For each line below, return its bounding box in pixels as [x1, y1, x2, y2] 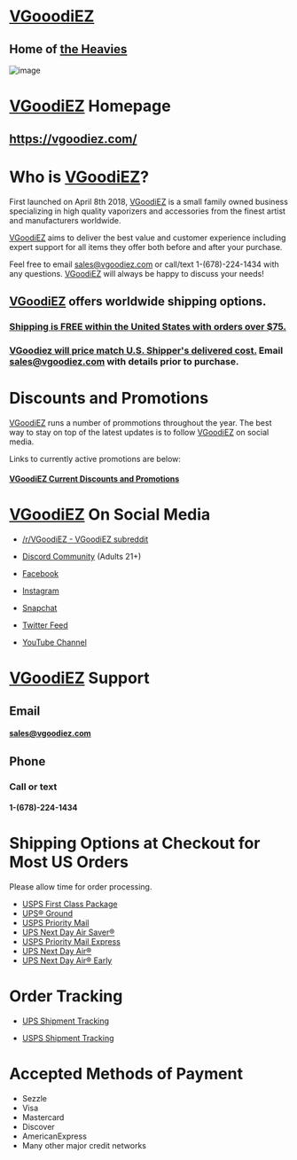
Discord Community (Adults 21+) [21, 552, 142, 562]
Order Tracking [9, 986, 123, 1007]
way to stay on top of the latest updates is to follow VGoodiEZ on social [9, 427, 270, 437]
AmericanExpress [21, 1131, 87, 1141]
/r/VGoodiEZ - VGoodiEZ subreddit [21, 534, 149, 545]
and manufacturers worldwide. [9, 215, 121, 225]
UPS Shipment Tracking [21, 1015, 109, 1026]
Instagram [21, 585, 59, 596]
